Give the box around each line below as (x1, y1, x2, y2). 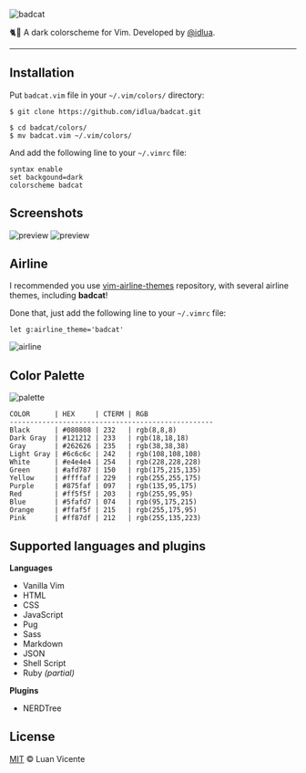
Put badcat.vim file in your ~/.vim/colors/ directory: (9, 89, 205, 100)
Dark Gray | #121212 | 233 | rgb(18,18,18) (9, 434, 189, 443)
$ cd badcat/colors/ (9, 123, 88, 132)
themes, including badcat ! (9, 290, 108, 301)
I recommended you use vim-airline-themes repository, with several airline (9, 280, 290, 291)
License (9, 729, 56, 745)
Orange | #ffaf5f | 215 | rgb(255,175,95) (9, 506, 198, 515)
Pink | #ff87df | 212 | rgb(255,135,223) (9, 514, 202, 523)
